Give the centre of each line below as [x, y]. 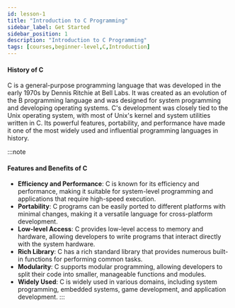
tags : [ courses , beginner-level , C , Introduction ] [79, 47]
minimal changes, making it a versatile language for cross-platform [115, 214]
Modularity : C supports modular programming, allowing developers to [120, 267]
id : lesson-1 [27, 14]
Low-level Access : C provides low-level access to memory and [110, 229]
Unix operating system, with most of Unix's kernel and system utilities [109, 116]
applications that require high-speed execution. [87, 199]
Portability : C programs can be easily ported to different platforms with [122, 207]
